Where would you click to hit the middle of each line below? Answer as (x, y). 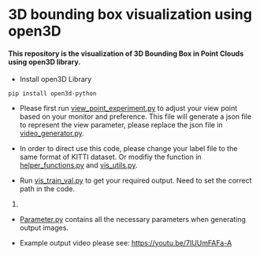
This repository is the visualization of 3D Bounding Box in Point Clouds (126, 54)
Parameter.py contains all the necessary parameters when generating (133, 220)
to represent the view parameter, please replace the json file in (121, 125)
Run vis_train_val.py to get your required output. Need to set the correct (136, 181)
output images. (44, 228)
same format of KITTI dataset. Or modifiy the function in (111, 157)
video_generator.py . (52, 133)
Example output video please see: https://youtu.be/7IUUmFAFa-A (126, 243)
